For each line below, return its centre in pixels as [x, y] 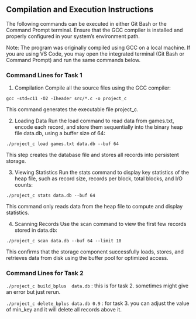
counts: [24, 185]
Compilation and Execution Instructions [80, 10]
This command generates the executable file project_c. [72, 109]
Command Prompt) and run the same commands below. [73, 60]
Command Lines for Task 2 [45, 273]
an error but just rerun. [33, 292]
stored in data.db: [36, 230]
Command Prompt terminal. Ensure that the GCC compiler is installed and [94, 30]
